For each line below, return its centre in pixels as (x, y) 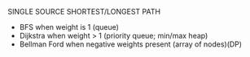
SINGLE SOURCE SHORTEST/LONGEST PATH (84, 12)
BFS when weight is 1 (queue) (69, 27)
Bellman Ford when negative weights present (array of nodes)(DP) (130, 44)
